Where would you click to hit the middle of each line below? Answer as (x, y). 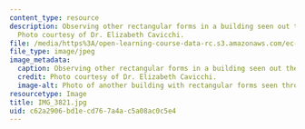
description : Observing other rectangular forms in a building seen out (150, 26)
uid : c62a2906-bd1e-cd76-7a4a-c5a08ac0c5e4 (93, 111)
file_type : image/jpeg (52, 52)
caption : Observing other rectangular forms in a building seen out (150, 69)
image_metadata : (40, 60)
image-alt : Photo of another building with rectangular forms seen (148, 85)
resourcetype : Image (49, 94)
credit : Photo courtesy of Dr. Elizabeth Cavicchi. (118, 77)
